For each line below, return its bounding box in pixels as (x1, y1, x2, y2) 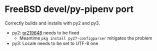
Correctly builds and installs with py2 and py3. (4, 20, 100, 26)
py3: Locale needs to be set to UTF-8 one (11, 40, 98, 46)
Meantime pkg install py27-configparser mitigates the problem (19, 35, 152, 41)
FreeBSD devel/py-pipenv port (4, 3, 133, 15)
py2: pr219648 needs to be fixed (11, 29, 79, 35)
